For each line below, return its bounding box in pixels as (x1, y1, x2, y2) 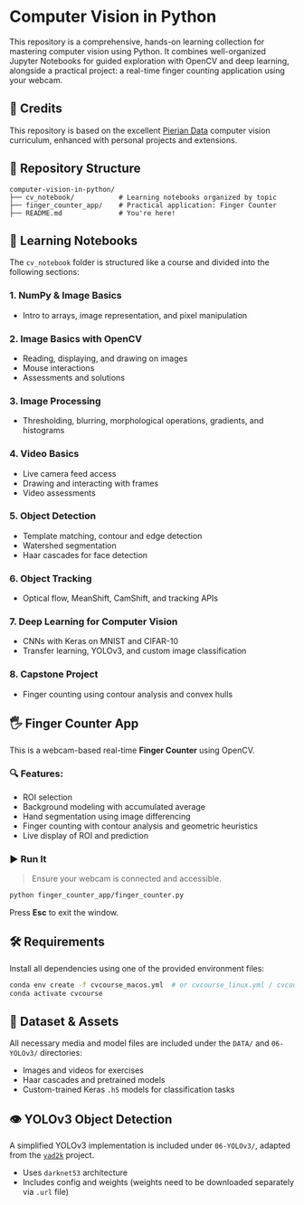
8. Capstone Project (9, 668, 99, 680)
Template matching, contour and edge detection (22, 530, 203, 541)
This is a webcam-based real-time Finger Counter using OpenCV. (9, 745, 255, 755)
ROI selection (22, 792, 72, 802)
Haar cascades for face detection (22, 549, 147, 560)
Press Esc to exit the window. (9, 907, 119, 918)
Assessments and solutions (22, 372, 125, 383)
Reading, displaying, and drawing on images (22, 353, 188, 364)
